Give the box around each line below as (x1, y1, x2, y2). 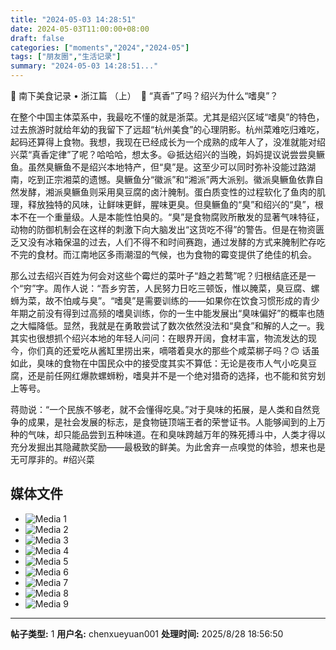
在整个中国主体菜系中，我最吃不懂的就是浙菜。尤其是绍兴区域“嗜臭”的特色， (10, 111, 325, 123)
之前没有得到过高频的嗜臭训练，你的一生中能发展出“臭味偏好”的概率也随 (27, 307, 325, 319)
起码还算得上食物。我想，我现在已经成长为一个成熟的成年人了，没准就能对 (10, 136, 317, 148)
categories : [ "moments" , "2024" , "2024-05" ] (10, 42, 190, 53)
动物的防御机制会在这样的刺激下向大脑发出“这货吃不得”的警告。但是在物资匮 (10, 224, 325, 235)
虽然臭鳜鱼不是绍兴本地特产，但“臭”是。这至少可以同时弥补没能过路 (27, 161, 308, 173)
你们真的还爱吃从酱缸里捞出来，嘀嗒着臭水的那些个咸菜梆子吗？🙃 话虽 (27, 345, 320, 356)
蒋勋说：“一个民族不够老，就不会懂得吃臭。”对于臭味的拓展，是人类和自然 (10, 404, 312, 415)
